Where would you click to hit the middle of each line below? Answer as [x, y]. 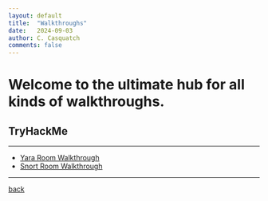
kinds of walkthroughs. [87, 102]
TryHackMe [38, 131]
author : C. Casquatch [44, 38]
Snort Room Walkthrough [61, 166]
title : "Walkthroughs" [48, 23]
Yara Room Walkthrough [59, 158]
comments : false [35, 45]
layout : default [35, 16]
